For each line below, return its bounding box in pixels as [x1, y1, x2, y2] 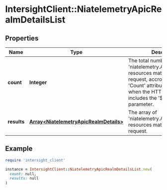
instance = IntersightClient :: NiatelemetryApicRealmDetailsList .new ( [5, 167, 153, 172]
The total [128, 57, 149, 64]
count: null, [9, 171, 37, 177]
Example [5, 145, 33, 153]
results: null [9, 176, 39, 181]
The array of [128, 109, 158, 116]
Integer [29, 79, 47, 86]
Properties [5, 34, 39, 42]
